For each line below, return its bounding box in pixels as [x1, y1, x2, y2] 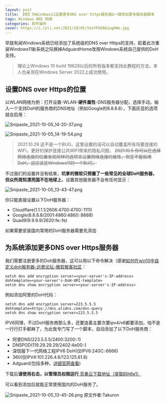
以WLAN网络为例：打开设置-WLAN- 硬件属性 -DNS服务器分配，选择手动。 [5, 99, 155, 105]
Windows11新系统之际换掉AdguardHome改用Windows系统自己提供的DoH [9, 46, 159, 52]
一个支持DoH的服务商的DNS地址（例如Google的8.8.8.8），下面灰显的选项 [9, 105, 158, 111]
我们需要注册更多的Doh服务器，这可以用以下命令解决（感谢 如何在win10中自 [5, 258, 159, 264]
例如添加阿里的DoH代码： [5, 291, 58, 298]
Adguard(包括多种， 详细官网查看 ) [12, 360, 81, 366]
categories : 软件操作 [5, 21, 47, 26]
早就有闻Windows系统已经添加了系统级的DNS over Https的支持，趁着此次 [5, 40, 156, 46]
